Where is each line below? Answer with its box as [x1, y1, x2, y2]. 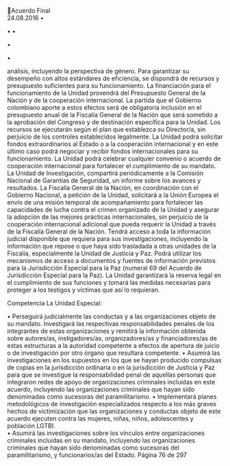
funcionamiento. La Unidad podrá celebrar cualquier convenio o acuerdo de [7, 154, 221, 163]
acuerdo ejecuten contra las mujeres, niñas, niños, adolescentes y [7, 415, 194, 422]
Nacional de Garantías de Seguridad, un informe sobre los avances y [7, 176, 201, 185]
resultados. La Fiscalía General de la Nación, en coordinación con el [7, 184, 199, 191]
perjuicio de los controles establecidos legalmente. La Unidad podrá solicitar [7, 132, 223, 141]
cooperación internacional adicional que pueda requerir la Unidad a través [7, 220, 217, 228]
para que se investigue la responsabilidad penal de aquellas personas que [7, 371, 216, 379]
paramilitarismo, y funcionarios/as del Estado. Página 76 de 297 [7, 451, 187, 459]
